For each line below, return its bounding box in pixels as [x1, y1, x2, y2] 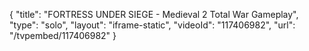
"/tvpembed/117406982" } [9, 30, 117, 41]
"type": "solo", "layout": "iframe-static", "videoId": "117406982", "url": [9, 19, 296, 31]
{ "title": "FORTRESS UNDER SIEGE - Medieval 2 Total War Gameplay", [9, 9, 299, 20]
